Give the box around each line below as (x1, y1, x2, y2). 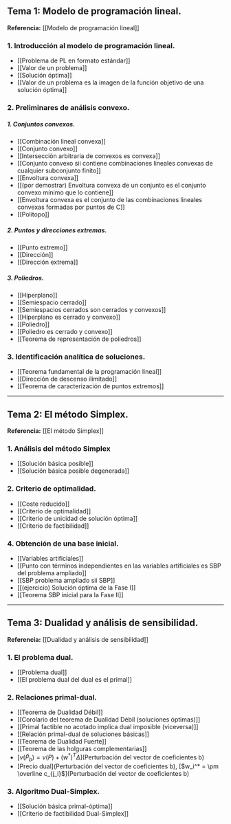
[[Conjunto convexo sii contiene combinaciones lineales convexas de (16, 159, 213, 167)
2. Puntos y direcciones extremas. (7, 226, 107, 234)
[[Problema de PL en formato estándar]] (16, 56, 131, 65)
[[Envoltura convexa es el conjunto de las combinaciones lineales (16, 196, 203, 203)
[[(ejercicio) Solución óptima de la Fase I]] (16, 583, 136, 592)
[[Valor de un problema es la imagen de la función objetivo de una (16, 78, 204, 87)
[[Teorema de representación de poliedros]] (16, 335, 142, 343)
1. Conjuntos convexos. (7, 120, 76, 128)
